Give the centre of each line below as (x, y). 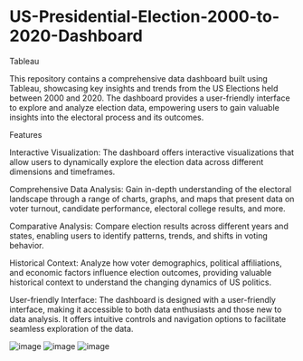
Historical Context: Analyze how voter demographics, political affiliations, (146, 263)
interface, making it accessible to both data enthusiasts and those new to (146, 309)
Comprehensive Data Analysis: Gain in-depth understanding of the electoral (151, 189)
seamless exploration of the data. (71, 328)
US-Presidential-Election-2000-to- (145, 17)
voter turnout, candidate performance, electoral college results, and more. (148, 208)
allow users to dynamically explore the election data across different (137, 161)
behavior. (27, 245)
